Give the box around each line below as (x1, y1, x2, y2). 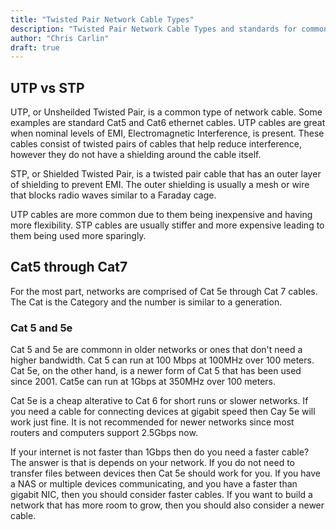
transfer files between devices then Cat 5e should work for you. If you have (10, 467, 322, 480)
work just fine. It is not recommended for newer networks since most (10, 416, 295, 428)
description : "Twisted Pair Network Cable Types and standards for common (10, 24, 329, 34)
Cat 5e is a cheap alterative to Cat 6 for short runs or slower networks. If (10, 395, 309, 407)
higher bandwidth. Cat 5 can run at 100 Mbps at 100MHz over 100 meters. (10, 354, 315, 366)
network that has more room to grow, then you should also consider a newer (10, 499, 325, 511)
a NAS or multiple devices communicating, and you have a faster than (10, 478, 298, 490)
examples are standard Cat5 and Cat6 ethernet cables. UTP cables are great (10, 117, 326, 129)
